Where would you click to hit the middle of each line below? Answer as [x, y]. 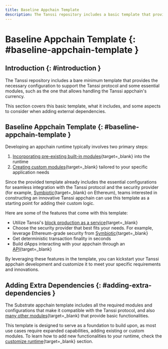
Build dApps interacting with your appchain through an [68, 244]
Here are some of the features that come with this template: [67, 213]
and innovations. [22, 269]
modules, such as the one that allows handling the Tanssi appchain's [76, 91]
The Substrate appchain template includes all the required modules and [79, 305]
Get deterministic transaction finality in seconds [62, 238]
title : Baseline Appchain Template [42, 10]
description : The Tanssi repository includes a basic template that [78, 14]
